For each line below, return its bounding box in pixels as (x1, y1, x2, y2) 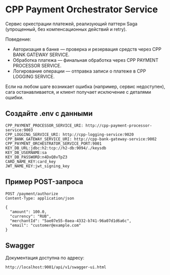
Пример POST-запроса (5, 178, 83, 186)
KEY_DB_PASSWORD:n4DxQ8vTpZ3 (5, 154, 68, 160)
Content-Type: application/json (5, 196, 74, 201)
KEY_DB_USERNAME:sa (5, 150, 47, 155)
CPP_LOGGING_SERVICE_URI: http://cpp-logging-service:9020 (5, 132, 134, 137)
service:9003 (5, 127, 33, 132)
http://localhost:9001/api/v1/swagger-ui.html (5, 265, 107, 270)
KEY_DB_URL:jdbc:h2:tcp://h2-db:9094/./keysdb (5, 145, 107, 150)
